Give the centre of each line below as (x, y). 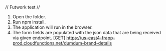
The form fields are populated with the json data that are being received (87, 32)
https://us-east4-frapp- (91, 38)
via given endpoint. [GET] (39, 38)
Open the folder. (29, 17)
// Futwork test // (23, 7)
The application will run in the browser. (52, 27)
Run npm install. (29, 22)
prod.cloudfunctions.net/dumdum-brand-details (62, 43)
